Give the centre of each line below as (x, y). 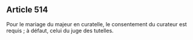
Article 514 (27, 10)
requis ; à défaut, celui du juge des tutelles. (60, 30)
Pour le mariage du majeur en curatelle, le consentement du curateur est (97, 24)
